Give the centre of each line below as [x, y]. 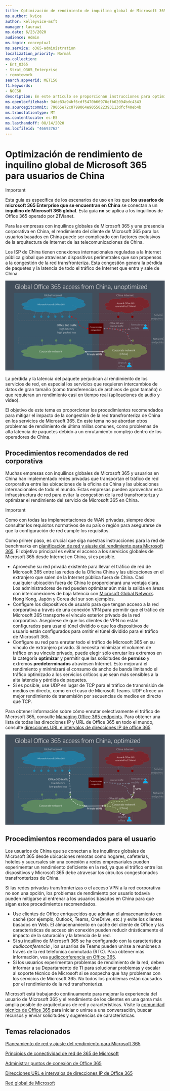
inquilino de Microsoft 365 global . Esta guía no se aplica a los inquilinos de [84, 210]
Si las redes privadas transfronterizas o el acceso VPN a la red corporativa [83, 888]
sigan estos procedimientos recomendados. [51, 904]
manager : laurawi [24, 27]
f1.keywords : [19, 86]
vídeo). [13, 400]
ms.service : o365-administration [40, 48]
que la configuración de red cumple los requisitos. [57, 531]
